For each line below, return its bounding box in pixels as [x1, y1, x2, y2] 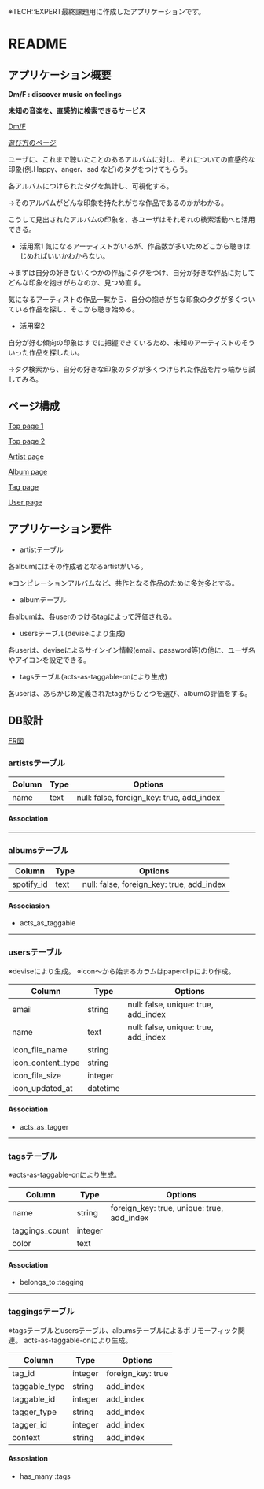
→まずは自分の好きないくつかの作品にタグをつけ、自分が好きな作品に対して [8, 268, 255, 277]
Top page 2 [8, 436, 46, 445]
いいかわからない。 [46, 251, 110, 260]
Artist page [8, 452, 45, 461]
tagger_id [12, 1419, 47, 1430]
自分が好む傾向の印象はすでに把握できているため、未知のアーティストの [8, 338, 242, 347]
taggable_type [12, 1380, 65, 1391]
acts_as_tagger [19, 1122, 69, 1131]
